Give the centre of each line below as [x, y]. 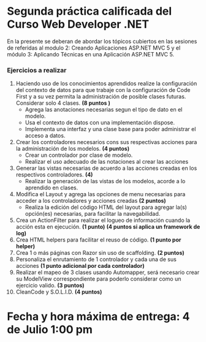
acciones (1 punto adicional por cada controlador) [80, 266]
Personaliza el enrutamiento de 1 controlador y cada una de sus [96, 259]
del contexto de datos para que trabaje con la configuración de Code [103, 90]
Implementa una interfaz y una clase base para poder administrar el [110, 129]
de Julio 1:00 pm [50, 330]
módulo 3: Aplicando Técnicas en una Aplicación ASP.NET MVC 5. [90, 54]
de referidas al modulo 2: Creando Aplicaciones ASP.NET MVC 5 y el [94, 48]
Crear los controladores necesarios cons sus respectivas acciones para [106, 142]
